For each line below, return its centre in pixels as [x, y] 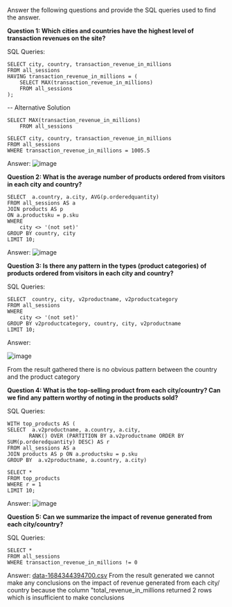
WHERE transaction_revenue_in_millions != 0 [72, 563]
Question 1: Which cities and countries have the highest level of [100, 31]
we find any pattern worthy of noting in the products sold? [93, 397]
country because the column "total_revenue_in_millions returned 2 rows [110, 590]
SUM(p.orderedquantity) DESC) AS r [59, 442]
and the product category [44, 377]
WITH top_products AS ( [42, 424]
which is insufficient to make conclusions [66, 597]
